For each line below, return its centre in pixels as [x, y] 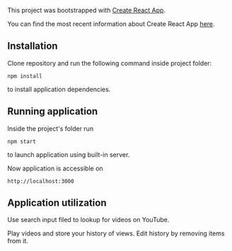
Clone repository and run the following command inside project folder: [110, 63]
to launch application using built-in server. [69, 154]
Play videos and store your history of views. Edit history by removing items [116, 233]
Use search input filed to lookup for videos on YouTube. [88, 220]
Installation [33, 46]
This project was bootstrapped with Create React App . [87, 10]
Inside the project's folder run [51, 128]
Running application [53, 111]
